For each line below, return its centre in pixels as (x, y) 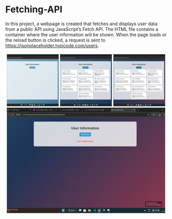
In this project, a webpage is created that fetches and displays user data (81, 24)
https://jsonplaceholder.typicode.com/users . (52, 45)
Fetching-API (34, 10)
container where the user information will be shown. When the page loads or (86, 34)
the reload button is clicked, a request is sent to (56, 40)
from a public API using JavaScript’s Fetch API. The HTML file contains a (82, 29)
